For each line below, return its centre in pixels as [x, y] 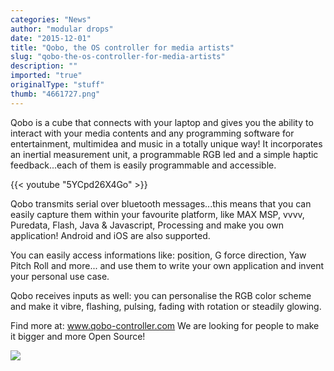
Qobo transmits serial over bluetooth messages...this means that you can [161, 203]
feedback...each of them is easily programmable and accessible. [143, 165]
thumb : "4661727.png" [55, 94]
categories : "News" [51, 19]
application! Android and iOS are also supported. [110, 235]
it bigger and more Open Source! [78, 336]
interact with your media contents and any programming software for [152, 133]
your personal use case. [60, 276]
